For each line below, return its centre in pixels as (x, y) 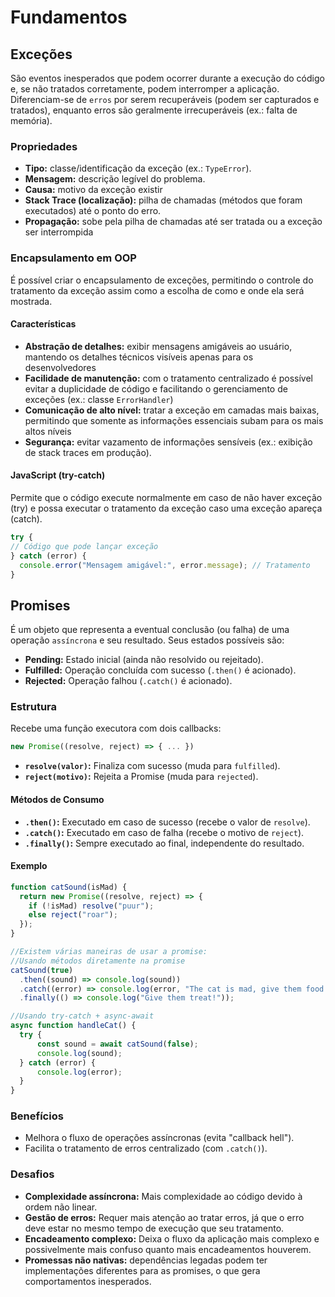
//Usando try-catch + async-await (82, 1016)
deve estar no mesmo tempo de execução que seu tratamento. (154, 1228)
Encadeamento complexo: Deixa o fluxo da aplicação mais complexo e (172, 1238)
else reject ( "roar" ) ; (73, 915)
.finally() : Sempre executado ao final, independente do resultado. (164, 843)
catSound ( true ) (42, 970)
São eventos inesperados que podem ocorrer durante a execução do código (167, 78)
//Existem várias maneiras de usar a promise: (109, 952)
